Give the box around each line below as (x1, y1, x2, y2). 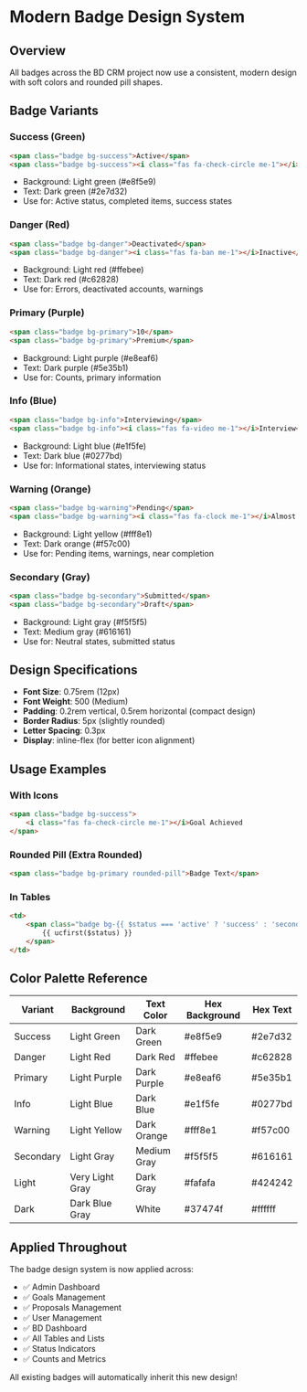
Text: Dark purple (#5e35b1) (22, 362, 129, 373)
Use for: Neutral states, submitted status (22, 635, 175, 646)
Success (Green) (9, 131, 86, 143)
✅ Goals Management (22, 1291, 106, 1303)
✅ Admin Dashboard (22, 1281, 101, 1292)
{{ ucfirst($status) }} (42, 929, 132, 938)
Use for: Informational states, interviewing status (22, 460, 206, 471)
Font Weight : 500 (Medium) (22, 696, 129, 707)
